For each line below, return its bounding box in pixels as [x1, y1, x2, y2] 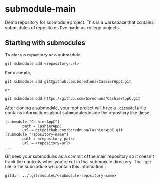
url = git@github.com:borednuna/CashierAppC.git [22, 128, 123, 132]
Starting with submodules [5, 39, 86, 47]
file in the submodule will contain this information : [5, 164, 106, 169]
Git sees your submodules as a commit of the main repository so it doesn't [5, 153, 154, 159]
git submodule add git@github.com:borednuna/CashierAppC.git [5, 79, 132, 84]
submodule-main [5, 3, 76, 15]
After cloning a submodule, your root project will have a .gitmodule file [5, 105, 147, 110]
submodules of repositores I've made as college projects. [5, 24, 120, 30]
